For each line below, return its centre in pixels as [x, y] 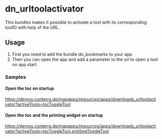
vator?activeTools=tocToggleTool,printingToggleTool [57, 131]
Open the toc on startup [30, 88]
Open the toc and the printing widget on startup [54, 115]
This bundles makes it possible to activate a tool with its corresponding [76, 22]
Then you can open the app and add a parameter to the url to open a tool [85, 59]
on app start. [25, 64]
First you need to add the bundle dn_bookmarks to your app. [73, 54]
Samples [16, 77]
